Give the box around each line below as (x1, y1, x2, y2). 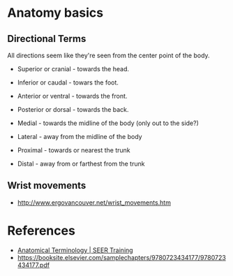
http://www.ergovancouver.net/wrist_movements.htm (17, 198, 171, 207)
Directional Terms (7, 33, 87, 45)
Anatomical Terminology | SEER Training (17, 246, 134, 254)
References (7, 223, 75, 238)
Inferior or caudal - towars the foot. (17, 78, 119, 87)
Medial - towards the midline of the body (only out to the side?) (17, 119, 199, 127)
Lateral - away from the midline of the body (17, 133, 142, 140)
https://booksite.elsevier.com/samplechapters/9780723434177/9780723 (17, 253, 227, 261)
